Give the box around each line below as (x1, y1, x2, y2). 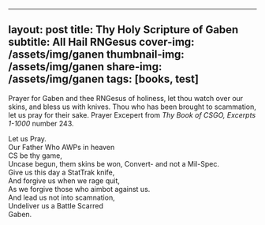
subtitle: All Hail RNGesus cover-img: (8, 36, 195, 49)
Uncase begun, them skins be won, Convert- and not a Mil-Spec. (8, 159, 219, 168)
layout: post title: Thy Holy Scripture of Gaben (8, 23, 239, 36)
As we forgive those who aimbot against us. (8, 184, 151, 193)
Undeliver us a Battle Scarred (8, 201, 104, 210)
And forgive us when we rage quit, (8, 175, 121, 186)
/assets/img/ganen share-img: (8, 60, 162, 73)
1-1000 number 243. (8, 118, 74, 128)
